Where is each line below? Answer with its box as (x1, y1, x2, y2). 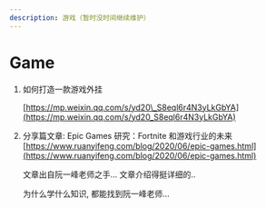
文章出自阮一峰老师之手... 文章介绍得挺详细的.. (22, 169, 196, 180)
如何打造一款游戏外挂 (22, 84, 103, 94)
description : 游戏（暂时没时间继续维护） (9, 13, 151, 23)
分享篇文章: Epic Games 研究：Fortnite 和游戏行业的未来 (22, 130, 233, 141)
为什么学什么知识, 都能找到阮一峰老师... (22, 188, 170, 199)
